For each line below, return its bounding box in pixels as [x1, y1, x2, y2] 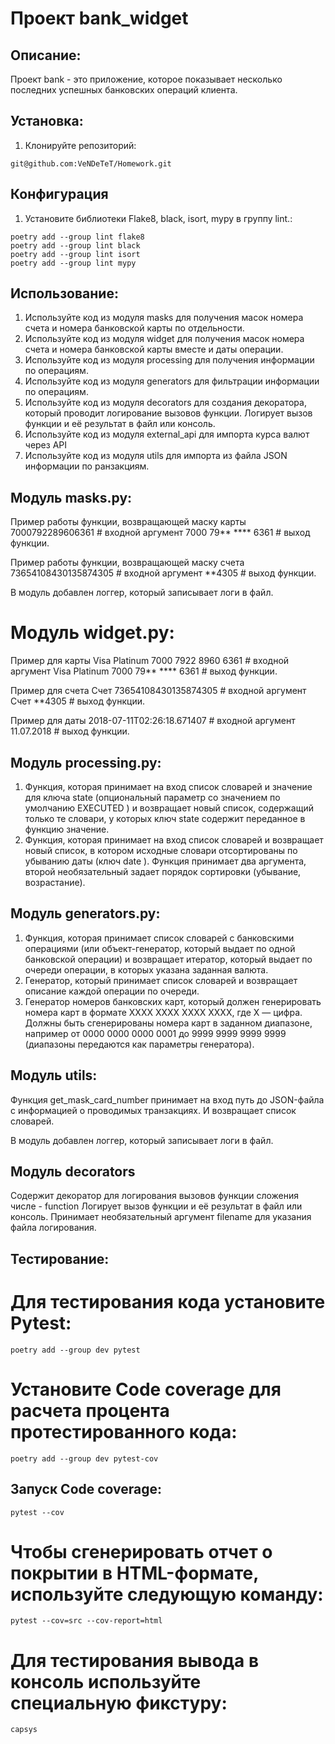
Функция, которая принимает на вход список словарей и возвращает [24, 834, 324, 846]
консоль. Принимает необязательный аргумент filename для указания [10, 1211, 312, 1223]
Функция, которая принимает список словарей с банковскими [24, 932, 295, 944]
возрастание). [24, 877, 86, 888]
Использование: [10, 285, 119, 302]
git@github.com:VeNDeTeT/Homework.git [10, 158, 172, 169]
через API [24, 439, 67, 451]
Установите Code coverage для [10, 1378, 282, 1401]
